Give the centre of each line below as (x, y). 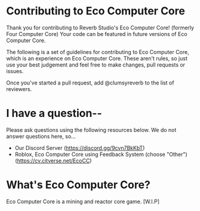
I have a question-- (54, 114)
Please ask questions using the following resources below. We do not (91, 129)
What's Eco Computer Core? (79, 185)
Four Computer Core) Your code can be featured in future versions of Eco (97, 34)
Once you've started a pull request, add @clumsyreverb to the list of (90, 83)
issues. (15, 71)
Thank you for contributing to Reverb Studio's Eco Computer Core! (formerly (100, 28)
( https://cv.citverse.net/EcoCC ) (53, 161)
